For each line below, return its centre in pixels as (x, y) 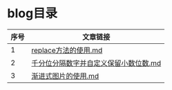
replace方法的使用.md (67, 50)
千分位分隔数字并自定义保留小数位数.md (96, 63)
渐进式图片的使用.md (65, 76)
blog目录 (32, 13)
